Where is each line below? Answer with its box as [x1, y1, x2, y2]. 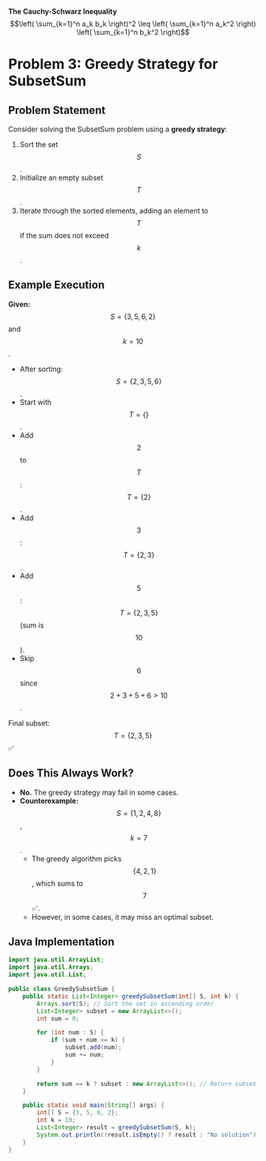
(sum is [19, 620, 44, 630]
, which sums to [31, 878, 84, 888]
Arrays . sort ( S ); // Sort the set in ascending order [36, 1000, 215, 1007]
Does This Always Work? [8, 767, 135, 780]
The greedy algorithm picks [31, 854, 122, 863]
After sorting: [19, 364, 63, 374]
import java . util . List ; [8, 971, 87, 979]
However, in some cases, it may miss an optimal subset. [31, 912, 214, 921]
